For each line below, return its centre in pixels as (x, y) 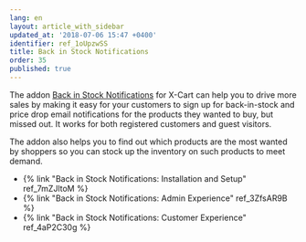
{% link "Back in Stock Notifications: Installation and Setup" (134, 178)
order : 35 (28, 60)
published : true (40, 69)
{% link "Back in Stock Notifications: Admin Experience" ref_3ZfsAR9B (155, 198)
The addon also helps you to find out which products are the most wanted (148, 142)
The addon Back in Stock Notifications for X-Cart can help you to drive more (153, 95)
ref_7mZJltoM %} (55, 188)
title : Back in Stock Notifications (79, 52)
